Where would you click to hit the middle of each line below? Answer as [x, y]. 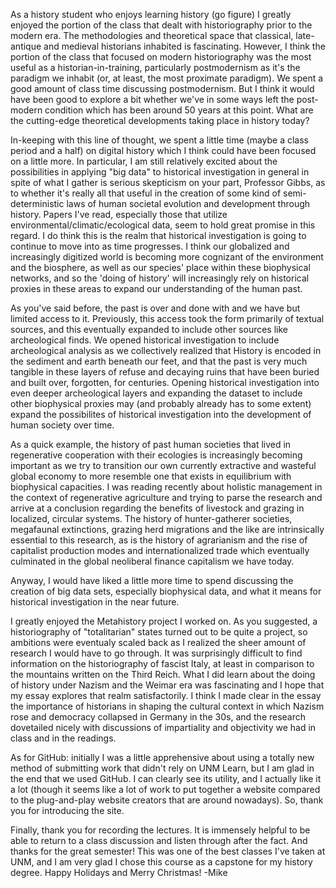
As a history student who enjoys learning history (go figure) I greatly [151, 14]
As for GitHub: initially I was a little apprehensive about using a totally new [162, 757]
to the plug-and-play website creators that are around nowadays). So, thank [167, 800]
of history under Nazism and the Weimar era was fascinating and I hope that [167, 685]
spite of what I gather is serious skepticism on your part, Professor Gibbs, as [168, 182]
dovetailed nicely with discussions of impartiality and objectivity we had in [163, 727]
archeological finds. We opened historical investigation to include [145, 340]
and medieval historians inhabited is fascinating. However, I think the [184, 46]
